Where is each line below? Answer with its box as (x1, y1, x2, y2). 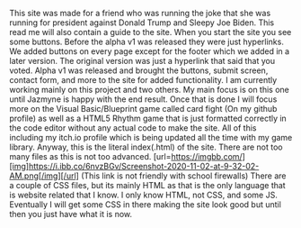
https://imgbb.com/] (170, 151, 245, 161)
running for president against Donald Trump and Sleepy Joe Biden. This (9, 17, 275, 28)
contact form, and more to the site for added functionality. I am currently (9, 75, 278, 85)
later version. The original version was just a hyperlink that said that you (9, 56, 276, 66)
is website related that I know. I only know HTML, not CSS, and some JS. (9, 189, 279, 200)
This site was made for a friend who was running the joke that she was (9, 8, 271, 18)
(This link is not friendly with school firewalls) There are (80, 170, 287, 181)
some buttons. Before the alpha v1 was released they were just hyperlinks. (9, 36, 285, 47)
